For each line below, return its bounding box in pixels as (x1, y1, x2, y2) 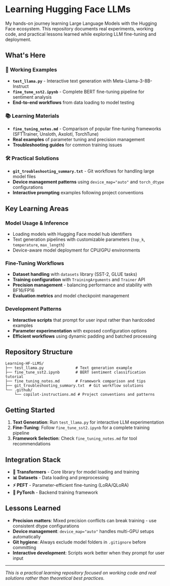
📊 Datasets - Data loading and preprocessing (12, 474, 109, 480)
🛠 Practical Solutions (5, 154, 59, 161)
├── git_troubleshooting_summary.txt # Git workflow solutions (5, 383, 144, 388)
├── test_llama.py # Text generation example (5, 365, 133, 370)
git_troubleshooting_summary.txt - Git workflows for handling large (12, 168, 154, 174)
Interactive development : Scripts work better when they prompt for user (12, 550, 165, 556)
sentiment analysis (12, 94, 52, 100)
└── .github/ (5, 388, 33, 393)
